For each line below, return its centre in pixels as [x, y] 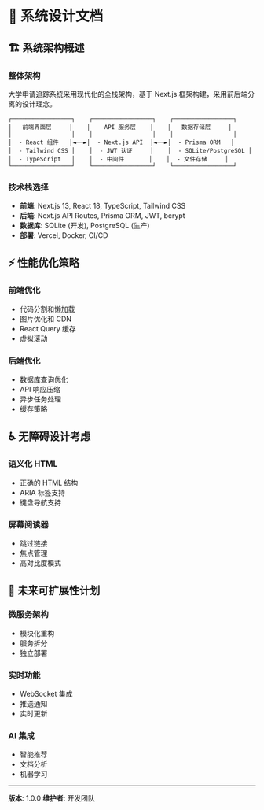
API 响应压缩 [40, 390]
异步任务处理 [40, 399]
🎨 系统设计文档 [56, 16]
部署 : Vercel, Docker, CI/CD [64, 235]
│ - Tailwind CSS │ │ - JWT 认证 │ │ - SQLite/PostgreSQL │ [130, 150]
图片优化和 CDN [46, 319]
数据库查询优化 [44, 379]
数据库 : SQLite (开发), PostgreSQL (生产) [85, 226]
